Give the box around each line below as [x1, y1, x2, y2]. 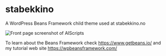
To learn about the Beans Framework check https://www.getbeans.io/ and [5, 39, 161, 46]
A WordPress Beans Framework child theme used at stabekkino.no [5, 20, 146, 26]
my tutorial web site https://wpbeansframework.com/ [5, 45, 117, 51]
